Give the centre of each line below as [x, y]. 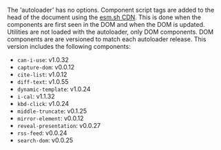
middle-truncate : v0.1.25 [52, 111]
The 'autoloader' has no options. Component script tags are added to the [111, 10]
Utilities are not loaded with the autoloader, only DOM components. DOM [110, 32]
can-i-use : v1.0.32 [43, 60]
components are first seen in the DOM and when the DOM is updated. [106, 24]
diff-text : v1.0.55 [43, 82]
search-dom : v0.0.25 [45, 140]
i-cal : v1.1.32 [36, 96]
